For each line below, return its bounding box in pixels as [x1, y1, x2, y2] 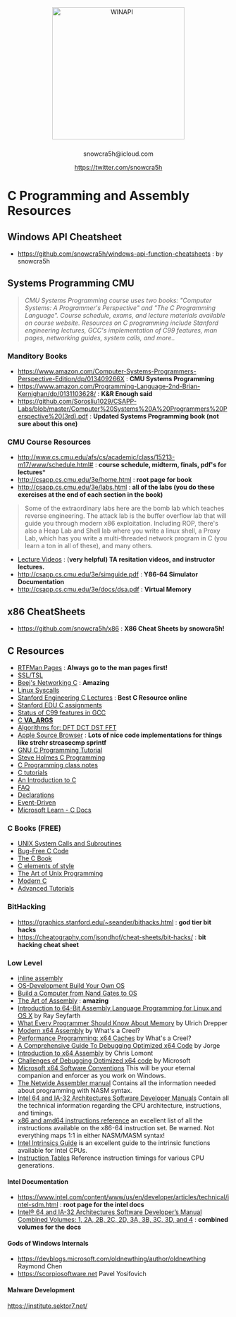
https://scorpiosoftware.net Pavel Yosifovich [17, 1270, 147, 1278]
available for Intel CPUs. [17, 1146, 88, 1154]
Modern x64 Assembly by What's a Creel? [17, 1026, 141, 1034]
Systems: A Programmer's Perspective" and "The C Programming [24, 303, 216, 312]
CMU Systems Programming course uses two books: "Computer [24, 296, 212, 304]
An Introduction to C [17, 776, 77, 784]
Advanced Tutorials [17, 884, 75, 893]
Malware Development [7, 1285, 75, 1294]
